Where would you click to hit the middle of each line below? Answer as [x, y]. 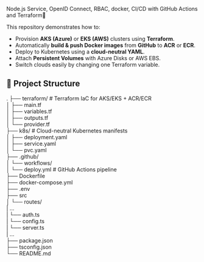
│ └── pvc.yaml [26, 150]
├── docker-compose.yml [40, 182]
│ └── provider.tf [28, 124]
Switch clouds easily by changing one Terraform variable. [87, 64]
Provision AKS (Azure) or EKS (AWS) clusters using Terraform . [95, 39]
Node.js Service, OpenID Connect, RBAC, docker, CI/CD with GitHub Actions [102, 9]
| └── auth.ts [23, 215]
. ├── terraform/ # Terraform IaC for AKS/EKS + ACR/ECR [79, 98]
